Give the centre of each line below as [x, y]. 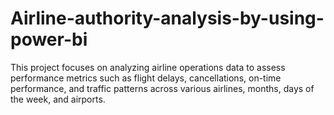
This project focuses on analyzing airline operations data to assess [148, 67]
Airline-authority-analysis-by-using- [167, 18]
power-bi [49, 39]
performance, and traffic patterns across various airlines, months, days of [162, 88]
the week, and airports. [58, 99]
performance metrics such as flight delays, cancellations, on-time [146, 78]
